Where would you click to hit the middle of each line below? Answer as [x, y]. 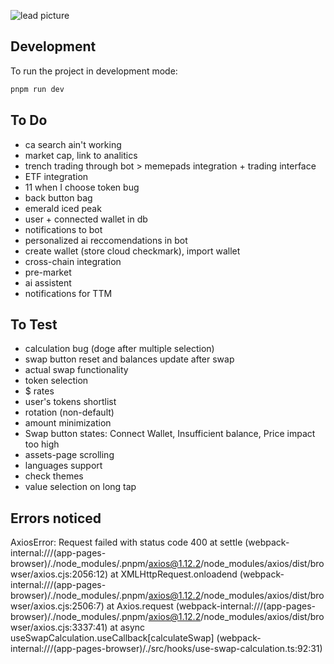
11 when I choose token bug [82, 187]
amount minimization [68, 423]
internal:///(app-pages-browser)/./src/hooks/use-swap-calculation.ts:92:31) [166, 649]
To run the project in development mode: [94, 71]
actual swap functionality [76, 370]
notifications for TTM [68, 293]
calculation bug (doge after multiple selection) [119, 349]
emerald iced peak [63, 208]
